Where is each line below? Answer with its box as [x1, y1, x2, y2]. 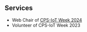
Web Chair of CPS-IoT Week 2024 [11, 17, 83, 23]
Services [4, 4, 33, 12]
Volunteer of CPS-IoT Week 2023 [11, 22, 81, 28]
